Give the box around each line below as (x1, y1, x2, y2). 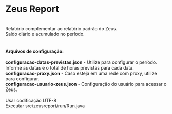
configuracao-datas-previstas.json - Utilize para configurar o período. (5, 59, 158, 65)
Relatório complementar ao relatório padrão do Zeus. (5, 25, 118, 31)
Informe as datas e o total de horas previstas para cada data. (5, 65, 135, 71)
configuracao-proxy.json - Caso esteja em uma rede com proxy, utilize (5, 70, 157, 77)
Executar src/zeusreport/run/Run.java (5, 103, 85, 109)
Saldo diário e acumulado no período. (5, 31, 85, 37)
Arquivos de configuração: (5, 48, 64, 54)
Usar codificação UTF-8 (5, 98, 56, 104)
